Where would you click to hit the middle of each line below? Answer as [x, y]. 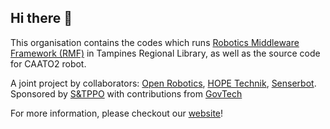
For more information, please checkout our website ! [117, 113]
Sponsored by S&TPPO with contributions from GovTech [126, 93]
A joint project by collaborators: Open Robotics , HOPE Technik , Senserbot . [163, 83]
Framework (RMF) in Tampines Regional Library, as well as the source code [165, 53]
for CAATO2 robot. [48, 63]
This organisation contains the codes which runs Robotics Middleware [155, 42]
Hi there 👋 [41, 18]
